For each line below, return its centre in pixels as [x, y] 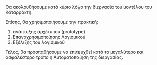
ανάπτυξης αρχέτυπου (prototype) [49, 32]
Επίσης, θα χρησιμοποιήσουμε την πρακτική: [52, 22]
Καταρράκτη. [19, 12]
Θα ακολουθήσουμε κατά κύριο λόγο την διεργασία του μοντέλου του [79, 7]
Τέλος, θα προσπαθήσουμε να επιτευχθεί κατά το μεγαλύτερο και [74, 52]
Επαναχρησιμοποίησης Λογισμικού [49, 37]
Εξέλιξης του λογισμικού [39, 42]
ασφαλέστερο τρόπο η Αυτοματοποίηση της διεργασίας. [64, 57]
